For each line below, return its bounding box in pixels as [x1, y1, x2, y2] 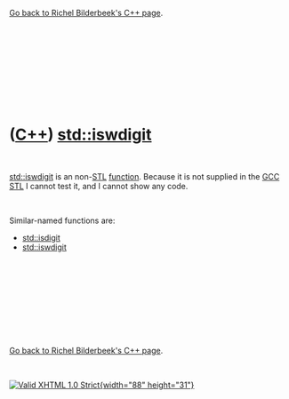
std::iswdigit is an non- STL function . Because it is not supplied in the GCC [9, 171, 280, 181]
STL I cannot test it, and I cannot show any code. [9, 180, 189, 191]
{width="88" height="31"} [99, 379, 195, 390]
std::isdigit [21, 232, 60, 243]
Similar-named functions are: [9, 215, 116, 226]
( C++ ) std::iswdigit [9, 124, 152, 145]
